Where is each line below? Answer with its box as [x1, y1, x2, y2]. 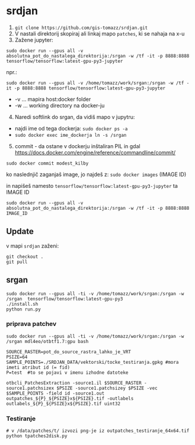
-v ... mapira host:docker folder [14, 95, 91, 103]
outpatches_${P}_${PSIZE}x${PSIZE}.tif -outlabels [6, 395, 134, 401]
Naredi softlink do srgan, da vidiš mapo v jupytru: [14, 113, 135, 120]
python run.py [6, 306, 41, 312]
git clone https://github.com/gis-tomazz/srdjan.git [14, 25, 148, 31]
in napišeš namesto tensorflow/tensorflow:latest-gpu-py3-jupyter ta [6, 182, 178, 189]
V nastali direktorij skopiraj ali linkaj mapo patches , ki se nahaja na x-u [14, 30, 185, 37]
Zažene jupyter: [14, 36, 53, 43]
